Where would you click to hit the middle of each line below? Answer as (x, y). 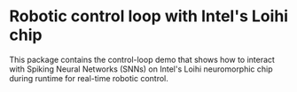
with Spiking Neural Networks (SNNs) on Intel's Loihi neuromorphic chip (141, 69)
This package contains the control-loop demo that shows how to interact (142, 59)
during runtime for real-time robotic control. (89, 78)
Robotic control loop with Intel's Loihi (149, 16)
